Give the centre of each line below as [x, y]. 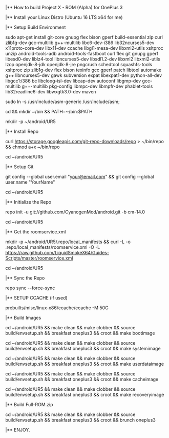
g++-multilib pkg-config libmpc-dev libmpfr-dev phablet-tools [87, 86]
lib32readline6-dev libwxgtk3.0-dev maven [51, 92]
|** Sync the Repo [25, 278]
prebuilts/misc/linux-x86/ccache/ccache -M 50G [57, 308]
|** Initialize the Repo [28, 202]
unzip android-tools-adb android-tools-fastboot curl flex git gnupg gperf [82, 54]
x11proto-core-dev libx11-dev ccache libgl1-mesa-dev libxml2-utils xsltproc [84, 48]
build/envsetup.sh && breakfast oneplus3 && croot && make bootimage [80, 333]
